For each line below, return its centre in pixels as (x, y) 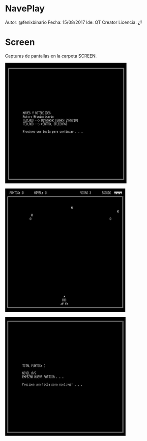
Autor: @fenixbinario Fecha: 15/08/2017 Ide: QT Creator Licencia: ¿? (74, 22)
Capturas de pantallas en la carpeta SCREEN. (51, 56)
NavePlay (25, 9)
